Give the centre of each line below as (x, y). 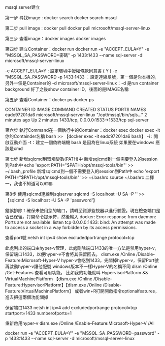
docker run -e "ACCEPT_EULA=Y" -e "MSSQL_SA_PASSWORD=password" (81, 333)
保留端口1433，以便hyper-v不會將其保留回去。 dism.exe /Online (70, 254)
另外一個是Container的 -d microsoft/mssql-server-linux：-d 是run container (82, 83)
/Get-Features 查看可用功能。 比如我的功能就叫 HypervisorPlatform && (77, 273)
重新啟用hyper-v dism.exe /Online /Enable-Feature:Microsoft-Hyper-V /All (80, 323)
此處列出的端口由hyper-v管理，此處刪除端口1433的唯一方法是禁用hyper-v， (82, 248)
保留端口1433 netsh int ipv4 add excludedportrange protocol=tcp (71, 308)
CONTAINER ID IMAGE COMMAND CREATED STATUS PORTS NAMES (76, 109)
